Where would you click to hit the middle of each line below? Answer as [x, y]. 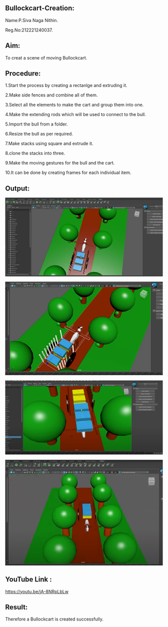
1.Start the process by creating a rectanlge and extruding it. [66, 85]
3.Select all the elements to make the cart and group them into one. [74, 105]
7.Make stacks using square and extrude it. [49, 143]
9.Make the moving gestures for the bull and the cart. [60, 163]
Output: [17, 188]
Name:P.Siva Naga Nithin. [32, 20]
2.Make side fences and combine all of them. [51, 95]
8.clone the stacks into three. [35, 153]
